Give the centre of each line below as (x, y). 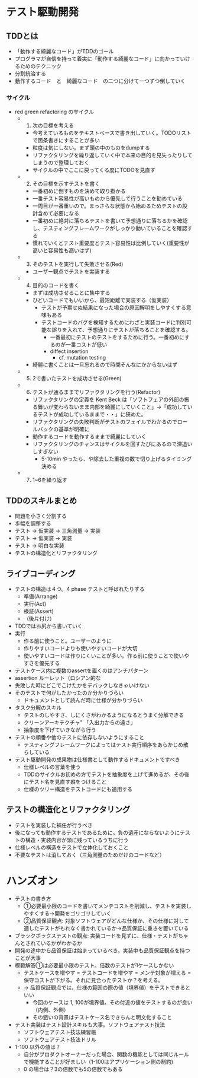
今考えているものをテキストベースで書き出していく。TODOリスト (112, 133)
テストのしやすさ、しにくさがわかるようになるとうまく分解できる (104, 715)
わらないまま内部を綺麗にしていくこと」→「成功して (123, 407)
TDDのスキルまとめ (42, 500)
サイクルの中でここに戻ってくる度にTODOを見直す (94, 170)
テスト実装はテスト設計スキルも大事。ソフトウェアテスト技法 (90, 1025)
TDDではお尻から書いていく (48, 626)
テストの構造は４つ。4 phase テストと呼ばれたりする (79, 589)
